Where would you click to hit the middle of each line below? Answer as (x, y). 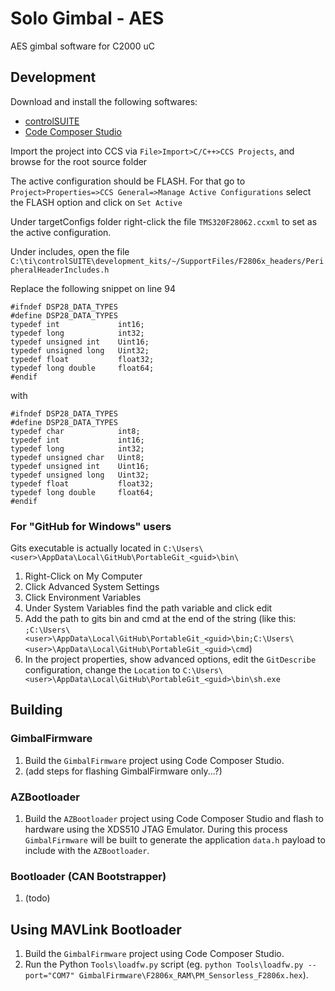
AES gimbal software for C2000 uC (82, 46)
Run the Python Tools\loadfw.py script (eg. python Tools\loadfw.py (164, 964)
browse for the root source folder (79, 161)
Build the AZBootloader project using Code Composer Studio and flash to (174, 819)
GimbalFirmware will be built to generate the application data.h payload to (175, 840)
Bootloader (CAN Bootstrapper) (88, 876)
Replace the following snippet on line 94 (93, 288)
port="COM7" (49, 976)
